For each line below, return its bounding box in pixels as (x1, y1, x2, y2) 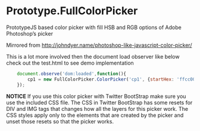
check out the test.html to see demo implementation (6, 59, 134, 66)
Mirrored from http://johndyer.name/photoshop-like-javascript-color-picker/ (6, 41, 192, 49)
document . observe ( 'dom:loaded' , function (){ (17, 71, 127, 76)
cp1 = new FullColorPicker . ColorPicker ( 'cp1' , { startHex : (27, 76, 174, 82)
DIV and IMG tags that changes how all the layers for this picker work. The (6, 105, 189, 112)
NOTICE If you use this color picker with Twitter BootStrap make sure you (6, 92, 186, 100)
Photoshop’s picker (6, 30, 54, 37)
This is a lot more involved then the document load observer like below (6, 53, 180, 60)
